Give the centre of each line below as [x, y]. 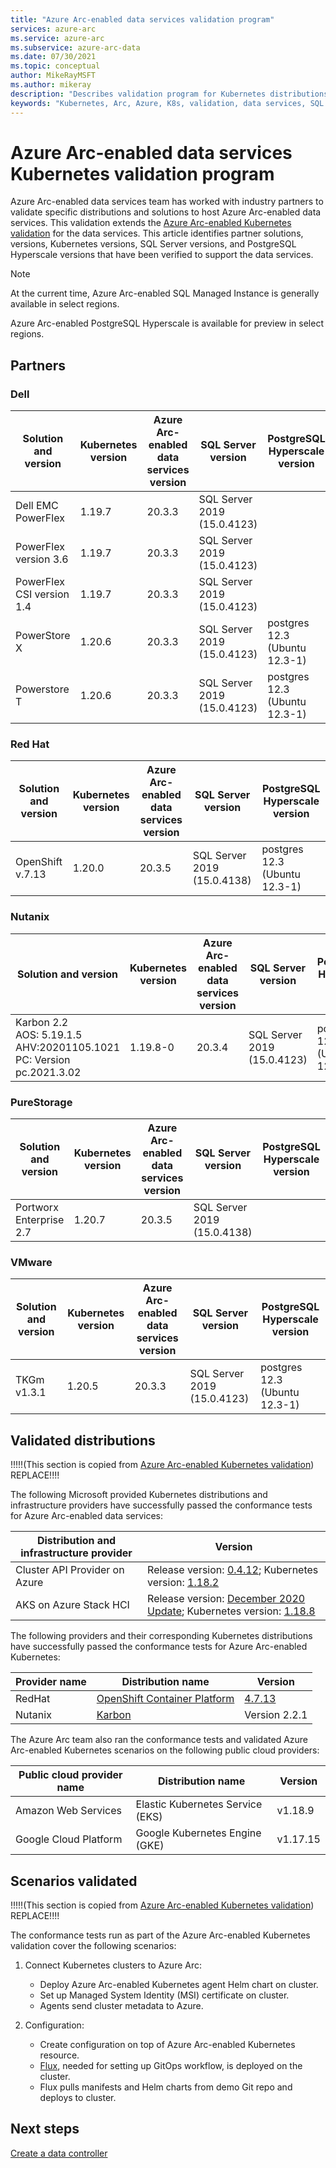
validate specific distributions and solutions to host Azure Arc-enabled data [166, 212]
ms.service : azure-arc [57, 38]
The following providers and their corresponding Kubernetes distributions [161, 1636]
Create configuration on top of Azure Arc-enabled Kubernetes [167, 2044]
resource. [59, 2055]
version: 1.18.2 [183, 1583]
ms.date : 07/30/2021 [53, 57]
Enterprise [40, 1220]
